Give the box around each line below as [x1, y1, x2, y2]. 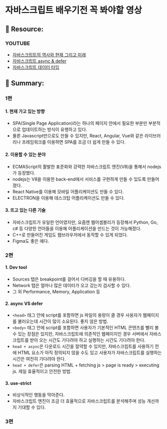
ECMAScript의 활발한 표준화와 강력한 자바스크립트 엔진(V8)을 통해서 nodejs [12, 163, 162, 169]
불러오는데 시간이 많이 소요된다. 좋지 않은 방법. [17, 318, 108, 324]
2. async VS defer [5, 300, 43, 306]
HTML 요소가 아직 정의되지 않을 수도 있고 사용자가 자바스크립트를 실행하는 [17, 349, 162, 355]
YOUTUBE [5, 39, 30, 46]
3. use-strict [5, 380, 31, 386]
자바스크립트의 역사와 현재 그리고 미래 [12, 51, 86, 57]
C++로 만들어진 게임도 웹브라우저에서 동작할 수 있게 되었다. [12, 231, 128, 237]
